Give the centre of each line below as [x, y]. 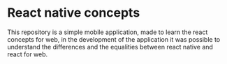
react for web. [28, 54]
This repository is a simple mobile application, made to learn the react [108, 32]
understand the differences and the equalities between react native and [110, 47]
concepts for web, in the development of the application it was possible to [114, 39]
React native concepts [74, 13]
